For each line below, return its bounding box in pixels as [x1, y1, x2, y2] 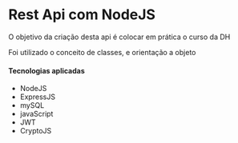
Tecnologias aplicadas [8, 66, 86, 75]
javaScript [19, 109, 54, 119]
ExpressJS [19, 92, 56, 101]
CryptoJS [19, 126, 52, 136]
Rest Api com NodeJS [8, 6, 156, 24]
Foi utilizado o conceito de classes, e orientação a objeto [8, 47, 196, 57]
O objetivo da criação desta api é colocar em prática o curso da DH [8, 32, 231, 42]
